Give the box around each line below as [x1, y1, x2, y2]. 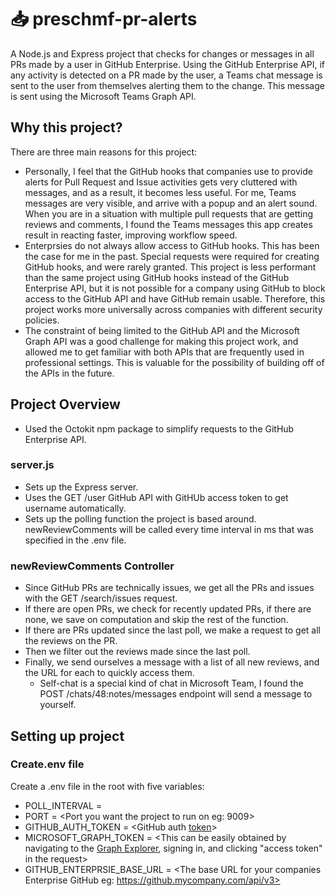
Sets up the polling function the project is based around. [24, 512, 257, 525]
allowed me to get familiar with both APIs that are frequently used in [24, 346, 305, 358]
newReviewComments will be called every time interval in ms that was [24, 523, 314, 535]
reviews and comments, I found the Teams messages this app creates [24, 218, 313, 230]
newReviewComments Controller [10, 559, 175, 573]
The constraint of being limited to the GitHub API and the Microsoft [24, 324, 300, 336]
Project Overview [10, 396, 121, 413]
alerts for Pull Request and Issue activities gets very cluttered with [24, 176, 298, 188]
